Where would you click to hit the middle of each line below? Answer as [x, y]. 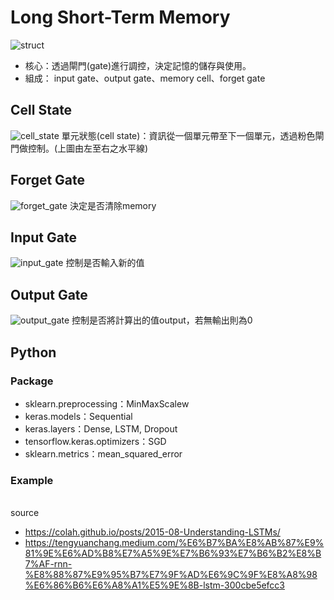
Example [32, 480]
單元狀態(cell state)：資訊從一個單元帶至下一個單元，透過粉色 [188, 135]
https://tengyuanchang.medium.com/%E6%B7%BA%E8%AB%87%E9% [174, 543]
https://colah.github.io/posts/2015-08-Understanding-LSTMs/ [152, 532]
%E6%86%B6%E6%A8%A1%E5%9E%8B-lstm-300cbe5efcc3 [155, 585]
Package [32, 381]
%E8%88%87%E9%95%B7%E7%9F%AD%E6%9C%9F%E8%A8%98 [171, 575]
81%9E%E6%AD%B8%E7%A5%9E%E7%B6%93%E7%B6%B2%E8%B [173, 553]
